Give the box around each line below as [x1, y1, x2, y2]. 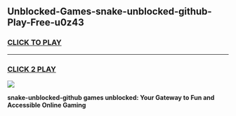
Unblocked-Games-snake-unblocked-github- [7, 6, 212, 18]
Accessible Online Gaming [7, 101, 86, 109]
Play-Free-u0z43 [7, 17, 84, 29]
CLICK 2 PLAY [7, 64, 56, 74]
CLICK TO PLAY [7, 38, 62, 48]
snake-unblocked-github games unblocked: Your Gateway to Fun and [7, 93, 215, 101]
